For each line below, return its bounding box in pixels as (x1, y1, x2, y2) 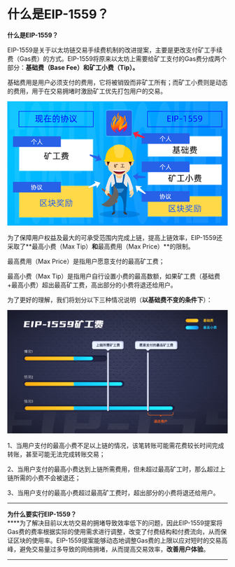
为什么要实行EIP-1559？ (7, 510, 77, 518)
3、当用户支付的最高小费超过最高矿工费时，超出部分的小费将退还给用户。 (7, 488, 220, 497)
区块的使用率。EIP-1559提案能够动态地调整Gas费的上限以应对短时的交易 (13, 536, 222, 545)
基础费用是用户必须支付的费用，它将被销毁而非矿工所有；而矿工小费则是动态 (7, 78, 228, 86)
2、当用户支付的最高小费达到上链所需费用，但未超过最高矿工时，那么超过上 (7, 465, 226, 473)
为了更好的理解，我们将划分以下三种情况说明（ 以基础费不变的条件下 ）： (7, 295, 213, 304)
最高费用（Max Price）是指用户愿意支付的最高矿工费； (7, 257, 165, 265)
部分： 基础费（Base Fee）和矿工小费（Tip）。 (7, 63, 139, 71)
